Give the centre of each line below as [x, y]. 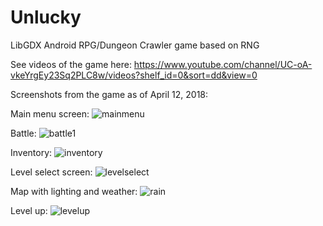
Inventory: [31, 152]
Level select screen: [51, 172]
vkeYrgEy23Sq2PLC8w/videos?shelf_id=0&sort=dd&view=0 [134, 75]
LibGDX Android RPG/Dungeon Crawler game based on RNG [135, 45]
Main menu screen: [50, 113]
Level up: [29, 210]
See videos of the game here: [71, 64]
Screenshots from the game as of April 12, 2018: [109, 94]
